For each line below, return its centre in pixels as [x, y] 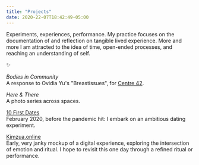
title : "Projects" [29, 12]
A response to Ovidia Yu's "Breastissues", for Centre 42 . [75, 83]
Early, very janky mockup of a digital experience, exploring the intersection [98, 143]
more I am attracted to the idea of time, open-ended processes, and [89, 47]
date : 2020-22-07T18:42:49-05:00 [48, 17]
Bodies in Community [32, 77]
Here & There [23, 94]
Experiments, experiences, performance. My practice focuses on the [90, 34]
